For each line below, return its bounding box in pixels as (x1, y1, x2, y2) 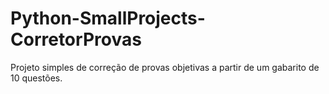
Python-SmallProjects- (10, 7, 206, 30)
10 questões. (10, 72, 63, 84)
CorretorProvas (10, 28, 142, 51)
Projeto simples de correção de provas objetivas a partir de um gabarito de (10, 61, 320, 73)
